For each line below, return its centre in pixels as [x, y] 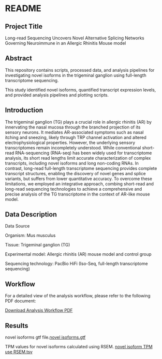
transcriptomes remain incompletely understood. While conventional [73, 147]
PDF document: [21, 301]
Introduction [24, 110]
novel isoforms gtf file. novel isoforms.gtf [45, 337]
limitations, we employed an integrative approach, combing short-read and [79, 184]
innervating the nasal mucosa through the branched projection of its [73, 127]
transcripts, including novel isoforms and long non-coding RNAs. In [72, 163]
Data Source [17, 226]
